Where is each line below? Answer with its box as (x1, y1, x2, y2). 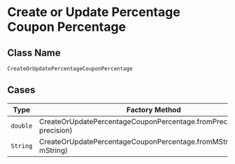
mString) (39, 145, 69, 155)
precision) (39, 125, 73, 135)
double (10, 121, 33, 130)
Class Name (7, 47, 61, 59)
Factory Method (126, 105, 182, 114)
